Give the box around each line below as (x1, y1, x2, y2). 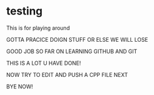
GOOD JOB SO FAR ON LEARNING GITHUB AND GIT (6, 47, 138, 55)
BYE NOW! (6, 83, 33, 90)
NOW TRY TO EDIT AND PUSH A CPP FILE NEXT (6, 71, 129, 78)
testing (6, 4, 43, 18)
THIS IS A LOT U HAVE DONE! (6, 59, 81, 67)
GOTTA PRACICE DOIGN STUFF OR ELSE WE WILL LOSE (6, 36, 149, 43)
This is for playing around (6, 24, 70, 31)
